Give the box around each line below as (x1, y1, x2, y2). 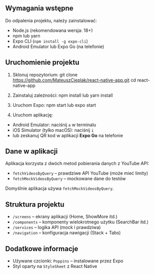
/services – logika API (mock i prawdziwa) (12, 224, 101, 230)
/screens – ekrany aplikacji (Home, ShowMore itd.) (12, 214, 118, 220)
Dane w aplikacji (5, 147, 58, 156)
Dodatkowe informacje (5, 244, 78, 253)
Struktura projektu (5, 200, 65, 209)
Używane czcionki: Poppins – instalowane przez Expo (12, 258, 124, 264)
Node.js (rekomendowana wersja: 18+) (12, 27, 93, 33)
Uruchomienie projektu (5, 58, 80, 67)
